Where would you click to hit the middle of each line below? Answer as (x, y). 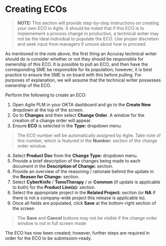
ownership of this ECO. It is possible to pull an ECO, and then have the (77, 64)
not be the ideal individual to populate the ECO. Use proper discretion (88, 39)
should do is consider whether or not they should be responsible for (74, 59)
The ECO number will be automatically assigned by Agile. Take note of (89, 135)
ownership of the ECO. (28, 85)
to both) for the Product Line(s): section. (54, 187)
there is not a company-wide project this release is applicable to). (79, 198)
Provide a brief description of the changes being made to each (76, 161)
